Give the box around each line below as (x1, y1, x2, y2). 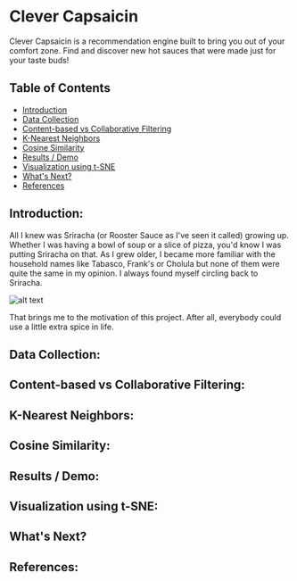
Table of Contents (9, 80, 111, 95)
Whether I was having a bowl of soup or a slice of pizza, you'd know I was (9, 239, 282, 250)
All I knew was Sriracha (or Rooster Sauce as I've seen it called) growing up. (9, 229, 290, 240)
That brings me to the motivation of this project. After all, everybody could (9, 311, 282, 322)
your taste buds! (9, 54, 70, 65)
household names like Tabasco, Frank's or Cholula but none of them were (9, 258, 280, 269)
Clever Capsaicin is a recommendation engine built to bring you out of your (9, 36, 285, 46)
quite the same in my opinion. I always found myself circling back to (9, 268, 259, 278)
